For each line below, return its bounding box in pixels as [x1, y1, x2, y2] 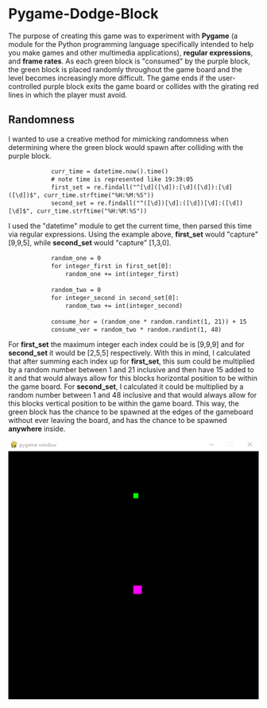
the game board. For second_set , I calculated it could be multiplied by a [8, 382, 244, 391]
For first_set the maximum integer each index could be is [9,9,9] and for [8, 339, 245, 349]
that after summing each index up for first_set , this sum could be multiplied [8, 356, 256, 366]
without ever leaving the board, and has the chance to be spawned [8, 415, 228, 425]
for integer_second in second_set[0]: [50, 294, 180, 302]
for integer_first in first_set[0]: [50, 262, 172, 270]
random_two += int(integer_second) [64, 302, 183, 310]
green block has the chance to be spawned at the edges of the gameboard [8, 406, 253, 417]
